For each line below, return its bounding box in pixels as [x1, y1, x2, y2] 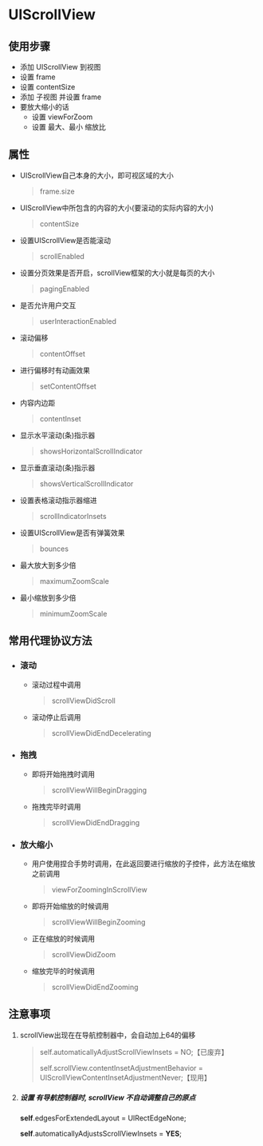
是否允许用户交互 [19, 300, 77, 309]
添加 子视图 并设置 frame [19, 92, 102, 102]
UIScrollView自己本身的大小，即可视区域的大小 [19, 170, 174, 180]
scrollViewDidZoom [51, 950, 116, 960]
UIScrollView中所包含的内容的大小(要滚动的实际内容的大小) [19, 202, 214, 213]
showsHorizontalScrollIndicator [39, 446, 143, 456]
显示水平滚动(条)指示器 [19, 430, 96, 440]
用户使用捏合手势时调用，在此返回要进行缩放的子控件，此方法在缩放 [31, 859, 256, 868]
